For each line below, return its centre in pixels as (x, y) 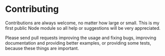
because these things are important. (42, 48)
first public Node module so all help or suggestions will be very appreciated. (83, 28)
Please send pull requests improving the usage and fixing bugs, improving (81, 38)
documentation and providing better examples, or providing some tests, (78, 43)
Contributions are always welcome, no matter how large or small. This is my (82, 23)
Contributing (32, 9)
